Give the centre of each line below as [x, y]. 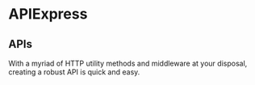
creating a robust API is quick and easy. [74, 72]
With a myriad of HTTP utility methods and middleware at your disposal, [128, 63]
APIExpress [48, 14]
